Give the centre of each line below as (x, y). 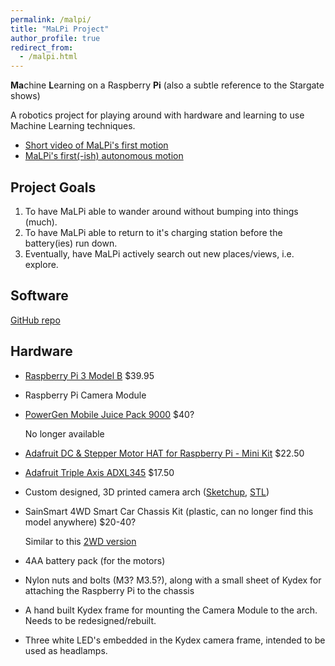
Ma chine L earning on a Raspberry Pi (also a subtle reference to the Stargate (167, 85)
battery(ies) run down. (71, 243)
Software (39, 296)
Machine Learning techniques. (73, 126)
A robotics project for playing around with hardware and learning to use (157, 115)
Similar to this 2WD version (80, 541)
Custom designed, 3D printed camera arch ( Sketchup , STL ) (147, 492)
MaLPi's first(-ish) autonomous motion (104, 156)
